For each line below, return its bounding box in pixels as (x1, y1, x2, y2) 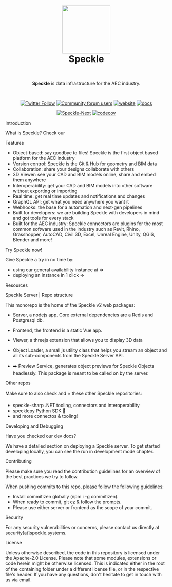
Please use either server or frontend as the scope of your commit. (12, 504, 152, 510)
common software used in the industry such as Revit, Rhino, (12, 226, 140, 232)
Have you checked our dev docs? (5, 433, 77, 439)
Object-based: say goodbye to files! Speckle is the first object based (12, 149, 158, 156)
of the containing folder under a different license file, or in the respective (5, 565, 159, 572)
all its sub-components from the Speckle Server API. (12, 352, 124, 358)
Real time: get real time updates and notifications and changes (12, 193, 145, 199)
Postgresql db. (12, 317, 44, 323)
